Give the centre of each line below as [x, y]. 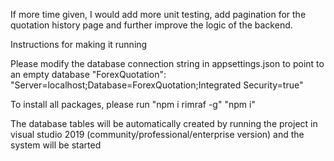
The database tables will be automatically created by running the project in [164, 123]
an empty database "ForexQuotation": [88, 74]
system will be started [56, 145]
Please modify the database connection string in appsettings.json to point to [167, 63]
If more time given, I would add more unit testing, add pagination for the [158, 14]
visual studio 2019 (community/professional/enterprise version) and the [157, 134]
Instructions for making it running [79, 44]
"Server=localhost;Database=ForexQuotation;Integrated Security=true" [157, 85]
